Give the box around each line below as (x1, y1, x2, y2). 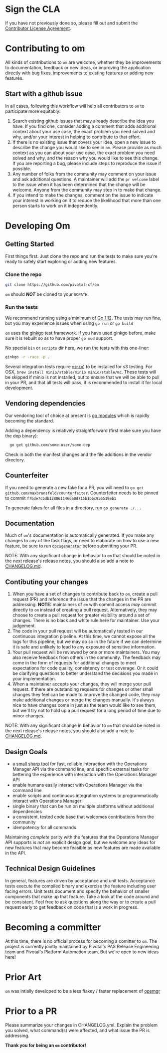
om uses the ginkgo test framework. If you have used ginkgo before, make (5, 330, 156, 336)
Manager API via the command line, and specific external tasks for (12, 766, 149, 772)
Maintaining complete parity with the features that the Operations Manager (5, 834, 159, 840)
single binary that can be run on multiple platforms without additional (12, 803, 154, 809)
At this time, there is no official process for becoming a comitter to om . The (5, 938, 158, 944)
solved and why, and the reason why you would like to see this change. (12, 155, 159, 161)
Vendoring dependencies (5, 399, 86, 408)
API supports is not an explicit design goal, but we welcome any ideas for (5, 839, 156, 845)
